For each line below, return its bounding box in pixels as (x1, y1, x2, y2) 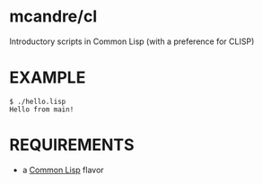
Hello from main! (9, 105, 75, 114)
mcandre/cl (9, 6, 97, 27)
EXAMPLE (9, 67, 86, 88)
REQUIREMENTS (9, 135, 135, 155)
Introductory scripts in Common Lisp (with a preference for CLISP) (9, 36, 255, 47)
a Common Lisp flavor (22, 164, 105, 175)
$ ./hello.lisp (9, 97, 66, 106)
